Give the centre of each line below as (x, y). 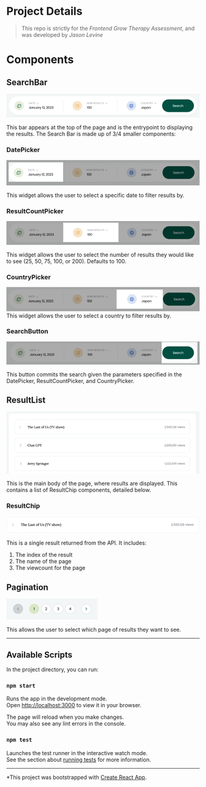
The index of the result (44, 555)
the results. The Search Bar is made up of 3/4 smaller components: (91, 134)
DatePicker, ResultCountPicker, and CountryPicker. (71, 381)
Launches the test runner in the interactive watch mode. (77, 753)
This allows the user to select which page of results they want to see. (94, 630)
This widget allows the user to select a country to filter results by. (89, 316)
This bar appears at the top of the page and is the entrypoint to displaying (100, 128)
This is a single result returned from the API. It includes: (77, 543)
